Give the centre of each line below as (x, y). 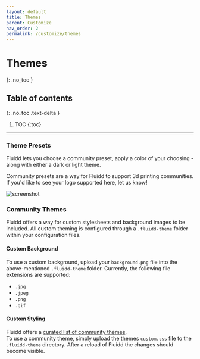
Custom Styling (26, 319)
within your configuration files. (44, 235)
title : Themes (24, 17)
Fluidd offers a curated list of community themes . (66, 332)
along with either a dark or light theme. (54, 165)
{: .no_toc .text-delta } (33, 113)
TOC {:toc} (28, 124)
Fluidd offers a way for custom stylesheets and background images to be (96, 222)
